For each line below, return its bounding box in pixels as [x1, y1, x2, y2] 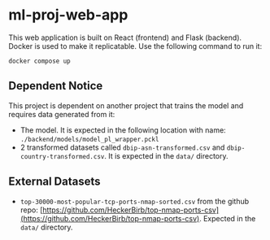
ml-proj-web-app [8, 6, 128, 24]
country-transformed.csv [20, 152, 105, 160]
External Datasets [8, 175, 101, 189]
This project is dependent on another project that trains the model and [8, 100, 244, 111]
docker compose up [8, 57, 71, 65]
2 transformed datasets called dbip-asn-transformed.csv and [20, 142, 225, 152]
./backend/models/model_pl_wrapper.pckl [20, 135, 159, 143]
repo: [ [20, 205, 43, 215]
